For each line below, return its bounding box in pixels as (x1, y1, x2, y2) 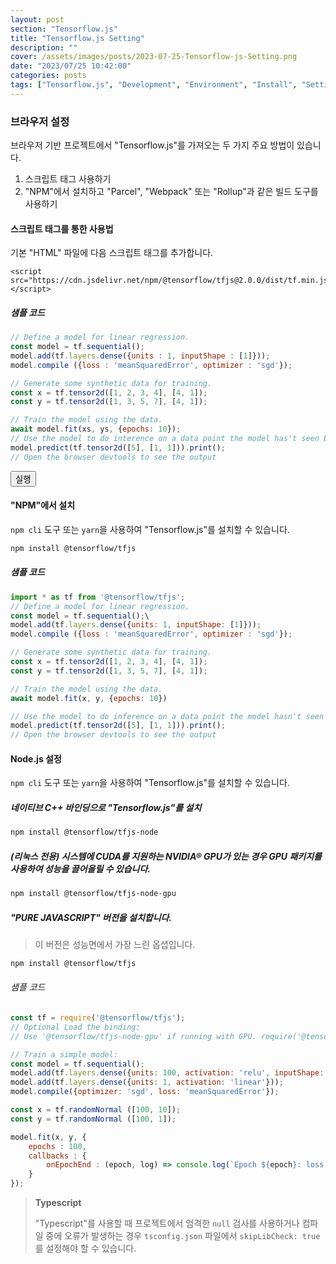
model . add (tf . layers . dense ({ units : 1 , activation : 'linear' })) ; (10, 1077, 284, 1088)
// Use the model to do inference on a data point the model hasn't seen (10, 711, 325, 721)
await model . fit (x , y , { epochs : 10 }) (10, 693, 168, 703)
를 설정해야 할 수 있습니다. (34, 1242, 137, 1255)
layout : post (10, 14, 65, 25)
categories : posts (10, 71, 87, 81)
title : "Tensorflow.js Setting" (10, 33, 145, 43)
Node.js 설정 (10, 752, 62, 765)
